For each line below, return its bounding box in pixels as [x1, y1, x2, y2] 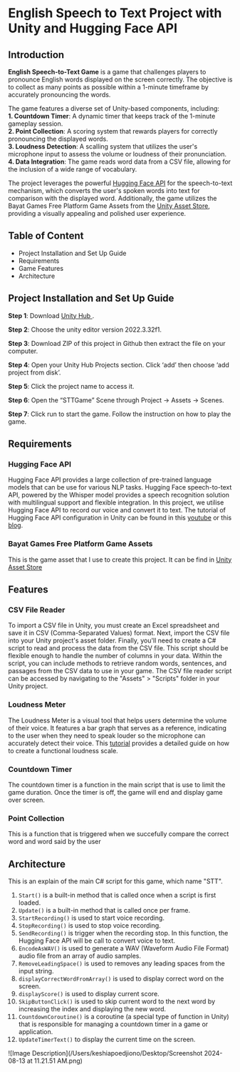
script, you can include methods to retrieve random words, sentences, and [8, 659, 227, 667]
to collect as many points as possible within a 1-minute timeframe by [8, 83, 209, 91]
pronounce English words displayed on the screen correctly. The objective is [8, 75, 233, 84]
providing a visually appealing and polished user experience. [8, 209, 187, 217]
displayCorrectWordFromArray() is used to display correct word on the [18, 974, 224, 983]
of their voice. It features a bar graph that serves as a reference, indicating [8, 723, 227, 732]
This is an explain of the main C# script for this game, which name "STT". [8, 877, 223, 885]
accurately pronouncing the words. [8, 91, 111, 99]
